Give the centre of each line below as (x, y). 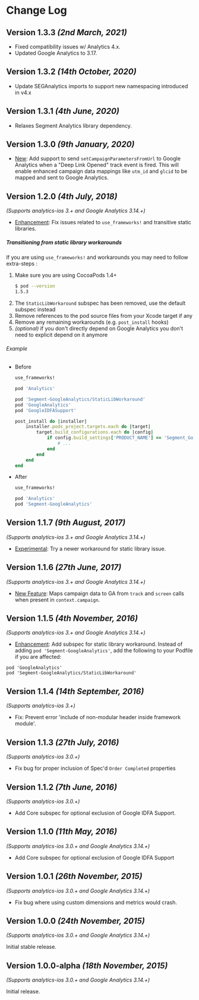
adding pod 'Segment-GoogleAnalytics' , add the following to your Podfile (104, 651)
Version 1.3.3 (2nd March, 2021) (67, 32)
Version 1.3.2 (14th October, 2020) (71, 72)
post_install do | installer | (51, 421)
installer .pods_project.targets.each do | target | (88, 427)
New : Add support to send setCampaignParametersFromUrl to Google (98, 159)
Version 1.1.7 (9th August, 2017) (66, 523)
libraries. (26, 229)
